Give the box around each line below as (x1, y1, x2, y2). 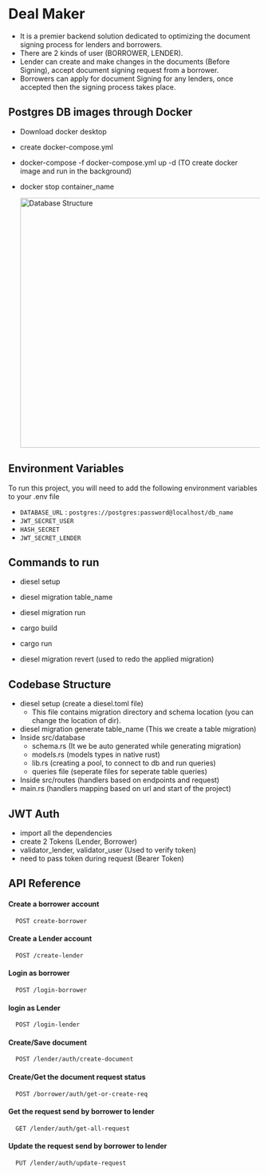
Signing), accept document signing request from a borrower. (19, 65, 219, 74)
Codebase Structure (8, 677, 112, 691)
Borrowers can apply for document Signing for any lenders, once (19, 74, 234, 83)
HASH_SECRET (19, 526, 60, 534)
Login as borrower (8, 969, 70, 978)
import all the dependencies (19, 829, 112, 837)
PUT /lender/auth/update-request (15, 1159, 127, 1168)
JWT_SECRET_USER (19, 517, 74, 525)
